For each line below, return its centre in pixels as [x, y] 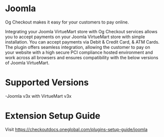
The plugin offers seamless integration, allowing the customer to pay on [78, 47]
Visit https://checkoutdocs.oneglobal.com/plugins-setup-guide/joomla [76, 129]
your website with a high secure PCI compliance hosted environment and [79, 52]
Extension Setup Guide [53, 116]
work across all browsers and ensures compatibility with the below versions [82, 57]
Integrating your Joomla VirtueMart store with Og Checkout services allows [81, 31]
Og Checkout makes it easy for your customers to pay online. [67, 22]
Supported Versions [47, 82]
